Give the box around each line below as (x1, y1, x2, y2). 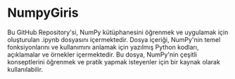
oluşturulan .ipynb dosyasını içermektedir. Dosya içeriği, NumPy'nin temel (7, 35, 221, 43)
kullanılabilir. (7, 65, 44, 73)
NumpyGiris (7, 5, 79, 21)
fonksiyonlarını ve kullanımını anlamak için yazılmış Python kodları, (7, 43, 199, 51)
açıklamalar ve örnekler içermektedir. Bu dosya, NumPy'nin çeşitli (7, 50, 197, 59)
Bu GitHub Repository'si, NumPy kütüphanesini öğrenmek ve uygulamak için (7, 28, 229, 36)
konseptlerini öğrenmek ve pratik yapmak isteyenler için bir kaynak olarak (7, 57, 220, 66)
